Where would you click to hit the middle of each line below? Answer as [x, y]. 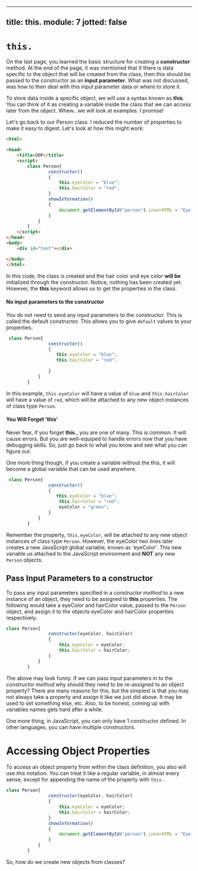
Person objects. [24, 560]
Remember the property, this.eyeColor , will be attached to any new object [97, 535]
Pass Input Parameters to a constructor [80, 578]
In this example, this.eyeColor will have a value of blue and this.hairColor [98, 393]
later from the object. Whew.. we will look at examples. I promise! [85, 111]
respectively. [22, 618]
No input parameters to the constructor [55, 302]
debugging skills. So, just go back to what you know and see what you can [97, 445]
